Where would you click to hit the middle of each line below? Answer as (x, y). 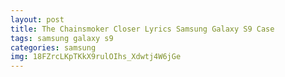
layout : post (37, 19)
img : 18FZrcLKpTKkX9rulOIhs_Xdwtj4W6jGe (96, 57)
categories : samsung (53, 47)
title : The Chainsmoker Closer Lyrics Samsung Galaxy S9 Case (142, 29)
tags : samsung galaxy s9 (62, 38)
